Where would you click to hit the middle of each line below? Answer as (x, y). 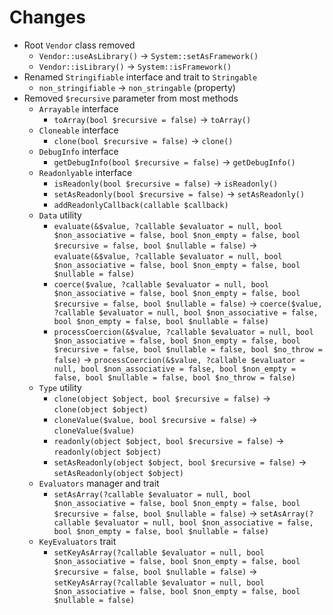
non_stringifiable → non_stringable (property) (137, 87)
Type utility (60, 387)
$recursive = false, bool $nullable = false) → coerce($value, (188, 303)
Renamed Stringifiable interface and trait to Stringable (140, 77)
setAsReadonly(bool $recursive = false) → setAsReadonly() (179, 193)
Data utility (60, 215)
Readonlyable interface (85, 172)
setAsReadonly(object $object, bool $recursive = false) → (180, 462)
